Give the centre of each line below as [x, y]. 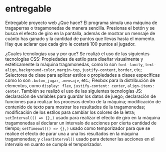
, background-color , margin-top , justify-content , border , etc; [79, 69]
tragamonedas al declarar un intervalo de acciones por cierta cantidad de [81, 123]
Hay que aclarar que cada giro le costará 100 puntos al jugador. [70, 44]
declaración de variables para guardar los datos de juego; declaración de [80, 96]
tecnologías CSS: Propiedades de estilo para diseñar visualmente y [74, 59]
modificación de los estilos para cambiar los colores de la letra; [70, 112]
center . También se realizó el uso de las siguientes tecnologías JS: [74, 91]
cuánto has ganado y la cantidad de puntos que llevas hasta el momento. [80, 39]
